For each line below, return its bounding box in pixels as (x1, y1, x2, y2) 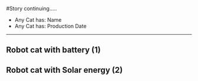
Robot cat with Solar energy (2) (6, 65, 123, 75)
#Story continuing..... (6, 5, 57, 12)
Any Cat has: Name (14, 16, 62, 23)
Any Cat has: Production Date (14, 23, 87, 29)
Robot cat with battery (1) (6, 45, 101, 55)
